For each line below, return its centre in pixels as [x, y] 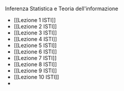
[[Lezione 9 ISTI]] [35, 70]
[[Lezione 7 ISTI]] [35, 58]
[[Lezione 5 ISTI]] [35, 45]
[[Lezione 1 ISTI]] [35, 20]
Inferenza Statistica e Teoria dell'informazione [62, 9]
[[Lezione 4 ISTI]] [35, 39]
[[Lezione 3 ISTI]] [35, 33]
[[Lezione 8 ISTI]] [35, 64]
